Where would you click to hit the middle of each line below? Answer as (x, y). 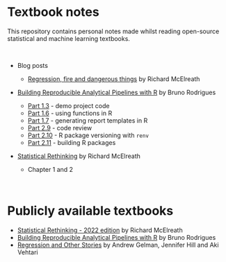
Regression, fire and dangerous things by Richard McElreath (114, 79)
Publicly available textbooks (90, 211)
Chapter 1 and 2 (50, 169)
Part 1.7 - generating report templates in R (88, 120)
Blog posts (33, 65)
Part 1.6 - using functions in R (70, 113)
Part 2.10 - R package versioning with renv (88, 135)
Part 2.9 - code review (60, 128)
